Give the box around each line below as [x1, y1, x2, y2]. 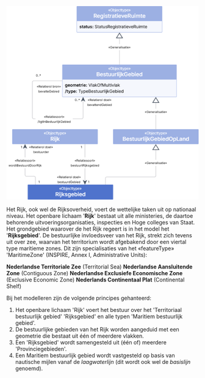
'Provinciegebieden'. [15, 346, 67, 353]
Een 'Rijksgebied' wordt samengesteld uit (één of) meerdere [15, 339, 167, 346]
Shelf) [6, 283, 22, 290]
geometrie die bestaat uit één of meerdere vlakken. [15, 332, 145, 339]
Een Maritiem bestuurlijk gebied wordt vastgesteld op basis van [15, 352, 175, 359]
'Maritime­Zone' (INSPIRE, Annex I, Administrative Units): [6, 251, 148, 259]
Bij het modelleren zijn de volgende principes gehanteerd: [6, 294, 151, 302]
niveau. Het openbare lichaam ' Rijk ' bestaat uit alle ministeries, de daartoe [6, 212, 193, 220]
